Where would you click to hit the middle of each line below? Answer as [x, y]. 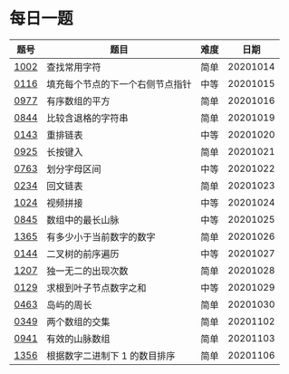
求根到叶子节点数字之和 [96, 288]
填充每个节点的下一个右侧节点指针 [119, 84]
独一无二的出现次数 [87, 271]
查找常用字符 [74, 67]
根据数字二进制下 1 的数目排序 [111, 356]
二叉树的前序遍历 [83, 254]
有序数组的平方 [78, 101]
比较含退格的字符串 [87, 118]
